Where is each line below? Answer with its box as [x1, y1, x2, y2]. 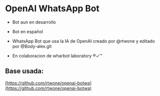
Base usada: [5, 67, 44, 75]
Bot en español [12, 28, 43, 34]
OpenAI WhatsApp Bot [5, 3, 99, 14]
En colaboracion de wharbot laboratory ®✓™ [12, 52, 102, 59]
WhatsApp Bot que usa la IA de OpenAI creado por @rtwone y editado [12, 38, 155, 44]
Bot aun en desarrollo [12, 19, 56, 25]
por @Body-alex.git [12, 43, 52, 49]
